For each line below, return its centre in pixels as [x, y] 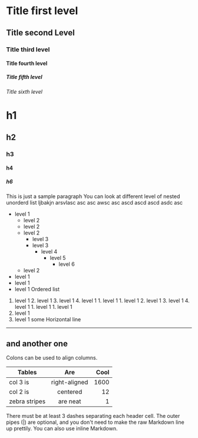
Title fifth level [24, 77]
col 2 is [19, 391]
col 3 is [19, 382]
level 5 [58, 258]
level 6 [67, 264]
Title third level [28, 50]
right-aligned [70, 382]
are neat [70, 401]
